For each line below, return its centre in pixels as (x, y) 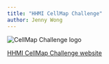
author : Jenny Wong (35, 20)
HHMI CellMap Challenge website (54, 53)
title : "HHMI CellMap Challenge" (55, 13)
